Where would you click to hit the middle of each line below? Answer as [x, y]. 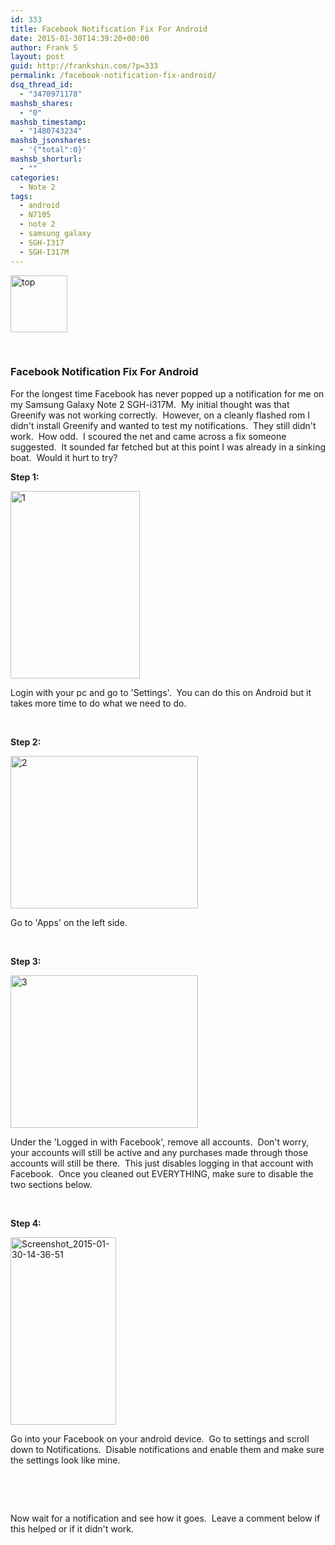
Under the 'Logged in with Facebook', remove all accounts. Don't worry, [159, 1142]
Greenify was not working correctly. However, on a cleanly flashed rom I [160, 415]
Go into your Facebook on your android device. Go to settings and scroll [160, 1438]
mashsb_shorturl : [46, 159]
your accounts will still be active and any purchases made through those [159, 1152]
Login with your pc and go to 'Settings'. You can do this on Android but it [161, 692]
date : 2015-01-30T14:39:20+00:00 [80, 38]
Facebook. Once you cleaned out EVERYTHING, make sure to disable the [162, 1173]
